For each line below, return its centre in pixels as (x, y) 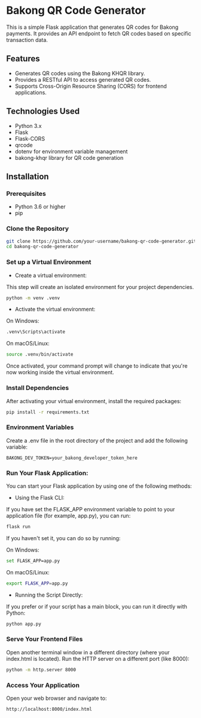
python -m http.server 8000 (41, 670)
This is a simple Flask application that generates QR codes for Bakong (92, 27)
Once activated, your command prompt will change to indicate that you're (97, 366)
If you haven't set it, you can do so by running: (63, 538)
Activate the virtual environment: (55, 309)
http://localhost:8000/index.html (49, 709)
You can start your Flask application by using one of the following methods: (99, 486)
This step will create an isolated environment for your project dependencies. (100, 287)
